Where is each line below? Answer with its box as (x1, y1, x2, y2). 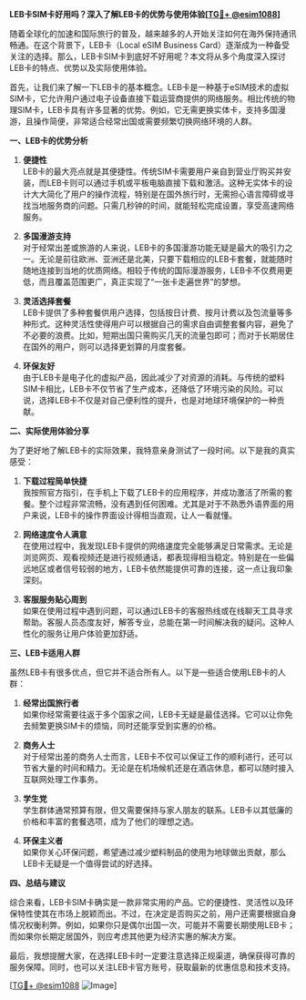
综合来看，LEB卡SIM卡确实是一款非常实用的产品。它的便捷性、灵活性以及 (9, 897, 286, 907)
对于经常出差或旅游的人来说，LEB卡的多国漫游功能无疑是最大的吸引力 (22, 242, 285, 253)
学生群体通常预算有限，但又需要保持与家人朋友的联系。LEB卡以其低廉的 (22, 805, 293, 815)
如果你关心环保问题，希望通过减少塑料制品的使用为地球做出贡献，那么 (22, 847, 287, 857)
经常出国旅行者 (22, 698, 79, 709)
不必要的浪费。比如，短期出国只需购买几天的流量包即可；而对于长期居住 (22, 330, 294, 341)
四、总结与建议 (9, 878, 66, 888)
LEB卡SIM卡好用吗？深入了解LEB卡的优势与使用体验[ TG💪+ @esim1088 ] (9, 9, 280, 19)
